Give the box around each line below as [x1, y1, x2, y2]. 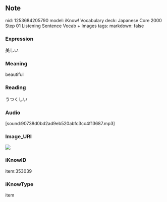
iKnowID [5, 157, 27, 164]
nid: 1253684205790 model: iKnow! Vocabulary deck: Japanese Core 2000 [5, 17, 162, 23]
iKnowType [5, 180, 34, 187]
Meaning [5, 60, 28, 67]
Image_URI [5, 133, 32, 140]
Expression [5, 35, 34, 42]
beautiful [5, 71, 24, 77]
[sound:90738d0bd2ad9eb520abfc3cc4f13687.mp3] [5, 121, 115, 126]
